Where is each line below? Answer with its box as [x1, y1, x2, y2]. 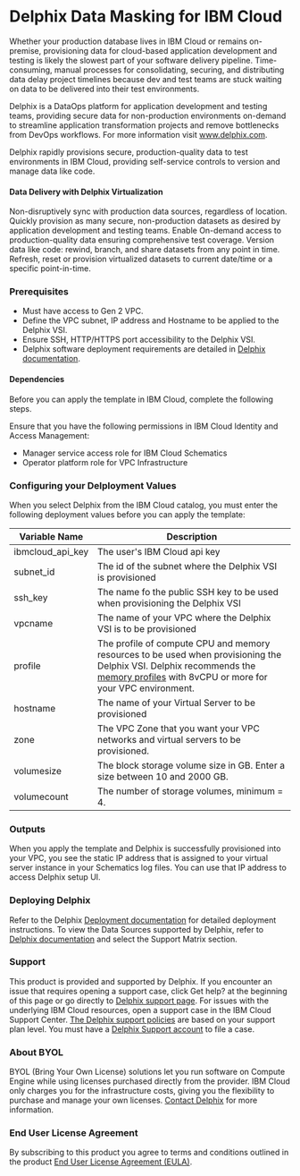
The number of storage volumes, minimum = [96, 785, 284, 797]
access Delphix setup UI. [9, 872, 101, 882]
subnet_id [13, 566, 55, 578]
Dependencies [9, 374, 65, 385]
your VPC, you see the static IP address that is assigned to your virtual [9, 853, 269, 864]
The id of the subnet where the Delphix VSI [96, 559, 278, 572]
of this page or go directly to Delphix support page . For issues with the [9, 995, 270, 1006]
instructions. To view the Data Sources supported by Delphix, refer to [9, 924, 264, 934]
